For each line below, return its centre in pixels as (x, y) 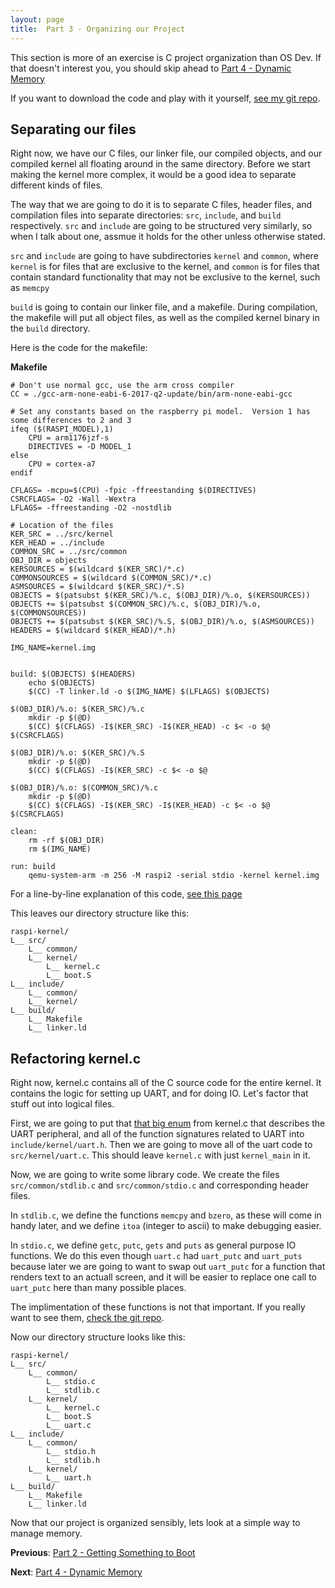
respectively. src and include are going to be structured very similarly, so (161, 226)
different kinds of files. (56, 185)
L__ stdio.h (71, 1452)
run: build (33, 867)
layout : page (37, 19)
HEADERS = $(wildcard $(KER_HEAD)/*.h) (93, 631)
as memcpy (30, 288)
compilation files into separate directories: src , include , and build (146, 215)
